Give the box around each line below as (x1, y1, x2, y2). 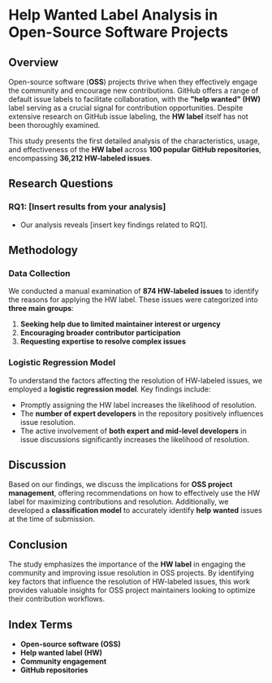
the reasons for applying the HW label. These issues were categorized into (8, 295, 258, 304)
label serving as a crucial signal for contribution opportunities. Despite (8, 103, 244, 112)
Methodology (8, 243, 79, 257)
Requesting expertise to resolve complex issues (19, 336, 187, 347)
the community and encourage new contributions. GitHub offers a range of (8, 85, 259, 95)
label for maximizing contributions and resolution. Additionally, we (8, 497, 229, 506)
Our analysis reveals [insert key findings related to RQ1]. (19, 220, 209, 230)
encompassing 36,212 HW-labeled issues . (8, 153, 153, 163)
